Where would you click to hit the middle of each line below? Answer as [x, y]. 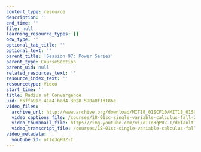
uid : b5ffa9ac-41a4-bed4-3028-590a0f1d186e [61, 101]
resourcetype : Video [32, 84]
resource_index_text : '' [37, 78]
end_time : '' [22, 23]
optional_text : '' [29, 51]
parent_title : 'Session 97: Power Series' [60, 56]
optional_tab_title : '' [36, 45]
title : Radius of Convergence [44, 95]
